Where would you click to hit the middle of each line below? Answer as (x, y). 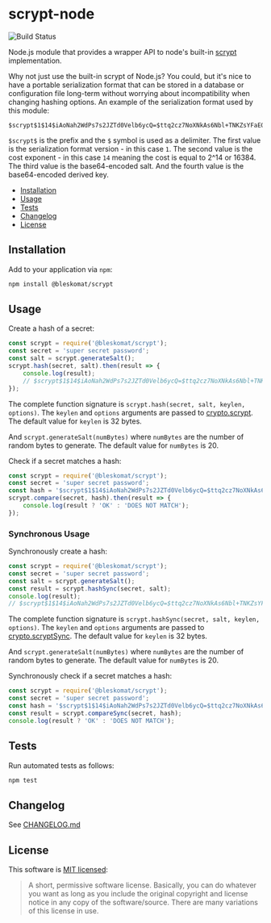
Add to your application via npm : (60, 269)
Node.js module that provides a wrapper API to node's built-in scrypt (123, 52)
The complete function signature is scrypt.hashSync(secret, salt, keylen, (134, 619)
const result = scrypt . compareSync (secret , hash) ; (95, 713)
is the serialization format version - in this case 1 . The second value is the (131, 148)
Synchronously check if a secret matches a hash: (90, 676)
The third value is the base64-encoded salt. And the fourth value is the (126, 165)
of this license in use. (63, 911)
